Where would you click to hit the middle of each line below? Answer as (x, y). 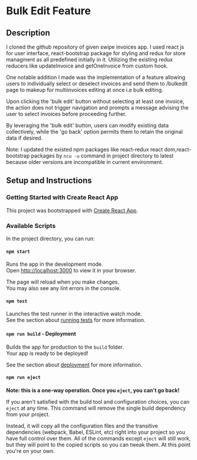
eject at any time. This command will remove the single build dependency (96, 408)
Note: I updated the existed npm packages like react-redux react (85, 149)
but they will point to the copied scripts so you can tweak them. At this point (98, 445)
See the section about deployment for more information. (74, 365)
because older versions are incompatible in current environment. (85, 162)
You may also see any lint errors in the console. (63, 288)
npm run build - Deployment (41, 333)
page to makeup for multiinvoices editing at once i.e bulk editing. (85, 90)
